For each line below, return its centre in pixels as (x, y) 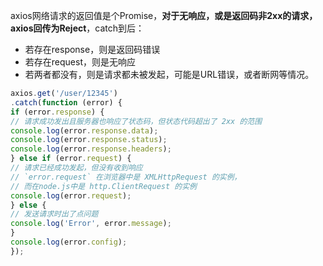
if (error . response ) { (57, 112)
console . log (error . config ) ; (69, 242)
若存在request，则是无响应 (80, 62)
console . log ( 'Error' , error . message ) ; (91, 224)
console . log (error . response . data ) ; (84, 130)
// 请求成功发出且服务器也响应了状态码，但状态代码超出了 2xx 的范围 (136, 121)
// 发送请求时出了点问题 (54, 214)
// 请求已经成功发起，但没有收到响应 (76, 168)
